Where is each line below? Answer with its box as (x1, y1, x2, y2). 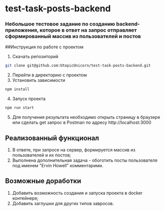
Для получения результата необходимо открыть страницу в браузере (12, 114, 161, 120)
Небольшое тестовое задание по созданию (5, 21, 115, 28)
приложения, (5, 27, 39, 34)
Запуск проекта (12, 96, 46, 102)
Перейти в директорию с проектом (12, 72, 87, 78)
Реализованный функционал (5, 134, 99, 142)
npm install (5, 87, 30, 92)
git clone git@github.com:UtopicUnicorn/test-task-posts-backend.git (5, 63, 151, 68)
